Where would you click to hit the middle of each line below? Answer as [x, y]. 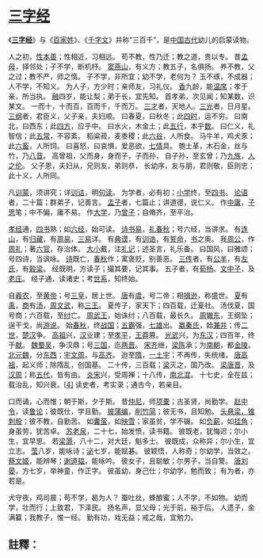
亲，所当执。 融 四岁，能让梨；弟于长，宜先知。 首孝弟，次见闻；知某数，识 [131, 96]
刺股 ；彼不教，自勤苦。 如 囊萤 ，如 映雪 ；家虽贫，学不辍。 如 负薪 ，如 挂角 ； [131, 421]
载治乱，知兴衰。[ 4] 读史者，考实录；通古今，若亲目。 [97, 384]
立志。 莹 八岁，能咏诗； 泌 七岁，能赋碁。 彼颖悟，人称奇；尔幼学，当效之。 [131, 451]
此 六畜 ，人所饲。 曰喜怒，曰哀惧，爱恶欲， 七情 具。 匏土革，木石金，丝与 [128, 145]
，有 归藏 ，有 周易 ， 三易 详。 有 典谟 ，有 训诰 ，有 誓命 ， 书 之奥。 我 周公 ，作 [135, 239]
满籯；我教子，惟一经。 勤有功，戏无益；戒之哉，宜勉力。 [103, 517]
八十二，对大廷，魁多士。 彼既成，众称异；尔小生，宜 [167, 441]
